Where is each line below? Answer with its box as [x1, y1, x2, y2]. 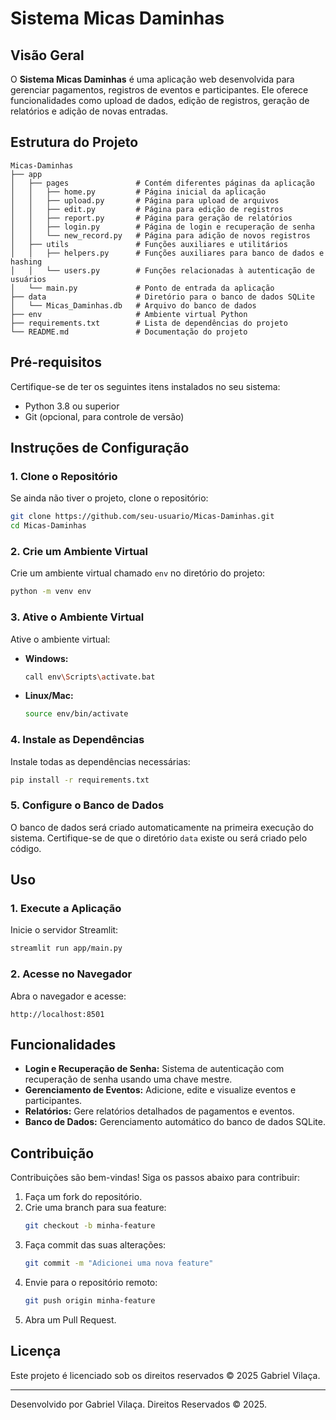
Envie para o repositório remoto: [24, 1276, 158, 1288]
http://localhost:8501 [10, 1009, 105, 1019]
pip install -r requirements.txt [10, 775, 150, 785]
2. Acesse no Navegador [10, 967, 133, 981]
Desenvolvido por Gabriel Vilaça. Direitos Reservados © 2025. [10, 1398, 267, 1410]
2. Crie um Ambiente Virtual [10, 544, 149, 558]
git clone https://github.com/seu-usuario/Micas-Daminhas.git [10, 512, 275, 522]
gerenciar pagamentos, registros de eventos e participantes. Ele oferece [10, 84, 309, 96]
